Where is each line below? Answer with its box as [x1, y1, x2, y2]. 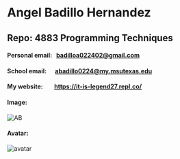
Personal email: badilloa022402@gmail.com [7, 51, 140, 60]
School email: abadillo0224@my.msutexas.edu [7, 66, 153, 75]
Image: [7, 98, 27, 106]
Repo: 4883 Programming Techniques [7, 32, 173, 44]
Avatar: [7, 129, 29, 138]
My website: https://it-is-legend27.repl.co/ [7, 82, 142, 90]
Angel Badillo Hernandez [7, 5, 152, 21]
